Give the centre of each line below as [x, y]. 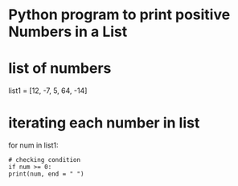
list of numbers [60, 69]
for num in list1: [33, 145]
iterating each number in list [104, 123]
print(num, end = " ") [46, 174]
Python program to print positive [119, 15]
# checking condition [45, 160]
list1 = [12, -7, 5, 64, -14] [48, 91]
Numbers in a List [68, 32]
